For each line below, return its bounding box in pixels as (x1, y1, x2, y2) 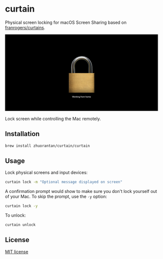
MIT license (5, 249, 29, 255)
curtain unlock (5, 223, 36, 227)
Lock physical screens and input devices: (5, 170, 88, 175)
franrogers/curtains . (5, 24, 45, 30)
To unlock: (5, 212, 26, 218)
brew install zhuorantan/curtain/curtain (5, 143, 90, 148)
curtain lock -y (5, 204, 38, 208)
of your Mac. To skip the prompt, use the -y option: (5, 193, 107, 200)
